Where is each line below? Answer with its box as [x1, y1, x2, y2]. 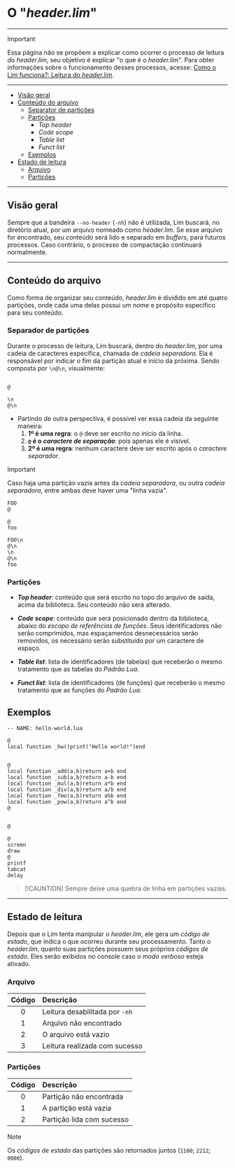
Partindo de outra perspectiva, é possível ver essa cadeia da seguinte [17, 414, 219, 422]
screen [7, 841, 27, 848]
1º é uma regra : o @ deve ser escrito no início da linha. [27, 429, 183, 437]
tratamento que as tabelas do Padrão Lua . [17, 665, 140, 673]
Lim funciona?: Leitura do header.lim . [7, 70, 114, 78]
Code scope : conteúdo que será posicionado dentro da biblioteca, [17, 614, 210, 623]
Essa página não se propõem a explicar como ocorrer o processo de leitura [7, 48, 225, 57]
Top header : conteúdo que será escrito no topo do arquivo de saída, [17, 593, 215, 602]
